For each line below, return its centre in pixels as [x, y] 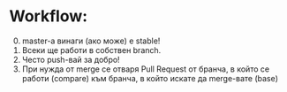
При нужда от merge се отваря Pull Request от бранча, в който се [146, 69]
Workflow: [49, 16]
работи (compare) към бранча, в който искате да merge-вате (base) [150, 78]
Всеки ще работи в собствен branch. [91, 50]
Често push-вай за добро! [71, 59]
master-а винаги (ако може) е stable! [91, 41]
